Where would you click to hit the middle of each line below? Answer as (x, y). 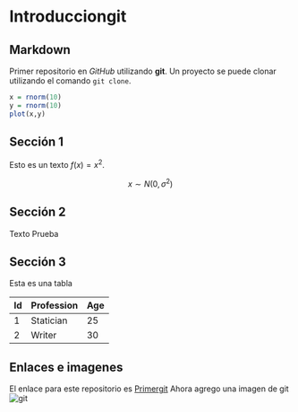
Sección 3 (38, 262)
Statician (49, 320)
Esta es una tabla (41, 284)
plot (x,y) (28, 114)
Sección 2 (38, 212)
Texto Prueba (34, 233)
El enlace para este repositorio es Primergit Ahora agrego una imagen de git (149, 389)
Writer (44, 336)
